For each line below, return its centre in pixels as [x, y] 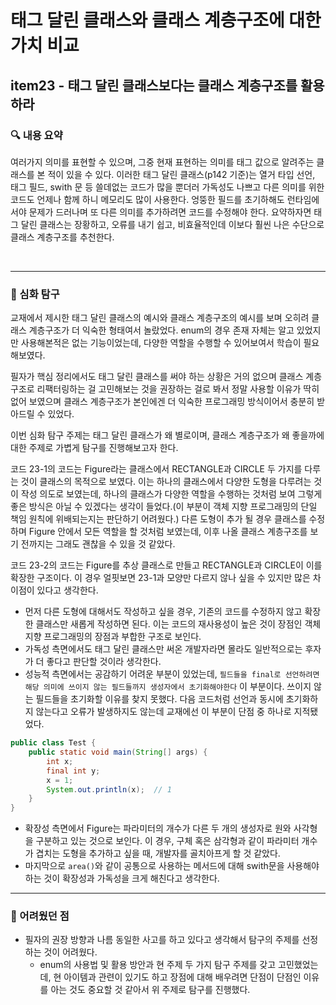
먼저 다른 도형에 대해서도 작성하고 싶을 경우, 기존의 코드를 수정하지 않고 [163, 612]
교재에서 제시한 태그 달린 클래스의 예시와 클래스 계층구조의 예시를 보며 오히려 [160, 318]
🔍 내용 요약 [36, 135]
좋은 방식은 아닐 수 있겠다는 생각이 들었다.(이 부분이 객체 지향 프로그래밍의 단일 [164, 507]
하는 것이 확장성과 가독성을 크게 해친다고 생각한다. [122, 878]
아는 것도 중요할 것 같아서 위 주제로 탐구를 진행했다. [150, 990]
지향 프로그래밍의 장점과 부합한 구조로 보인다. [113, 637]
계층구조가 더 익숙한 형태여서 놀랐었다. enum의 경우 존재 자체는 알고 [161, 330]
